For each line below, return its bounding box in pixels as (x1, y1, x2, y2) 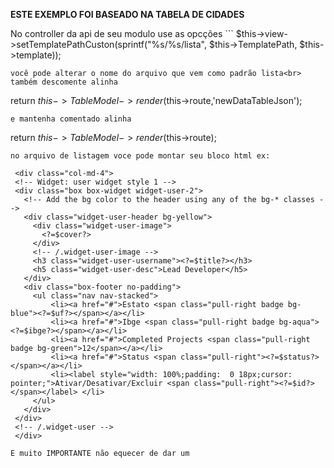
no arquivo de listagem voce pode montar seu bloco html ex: (10, 151, 271, 161)
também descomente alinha (10, 77, 118, 87)
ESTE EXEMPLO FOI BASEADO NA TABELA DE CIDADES (10, 9, 245, 20)
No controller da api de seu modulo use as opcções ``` (10, 28, 234, 39)
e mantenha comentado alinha (10, 114, 132, 124)
